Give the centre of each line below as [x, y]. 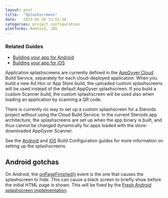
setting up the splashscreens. [36, 146]
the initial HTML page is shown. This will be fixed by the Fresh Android [78, 185]
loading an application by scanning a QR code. [53, 100]
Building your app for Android [43, 57]
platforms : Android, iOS [31, 29]
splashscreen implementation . [37, 190]
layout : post [19, 10]
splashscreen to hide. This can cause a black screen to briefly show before [83, 180]
